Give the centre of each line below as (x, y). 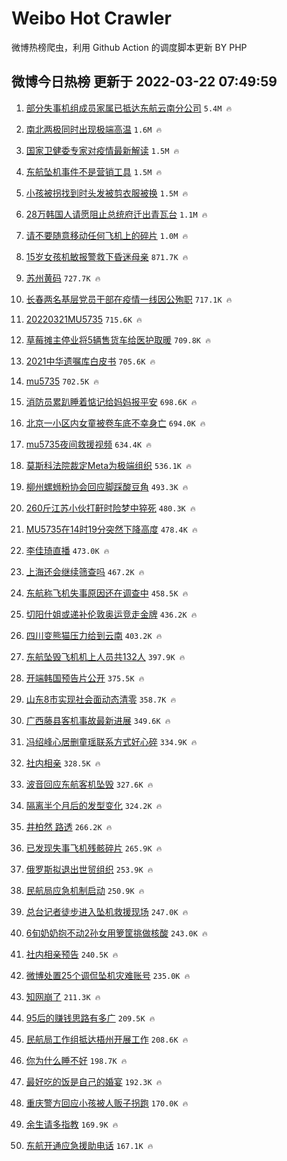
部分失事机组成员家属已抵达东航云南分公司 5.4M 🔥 (129, 108)
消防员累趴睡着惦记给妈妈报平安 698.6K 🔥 (111, 401)
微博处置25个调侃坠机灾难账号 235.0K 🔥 (108, 975)
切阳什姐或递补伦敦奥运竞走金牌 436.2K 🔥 (111, 614)
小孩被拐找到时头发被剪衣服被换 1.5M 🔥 (107, 193)
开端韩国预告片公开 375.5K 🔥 (85, 678)
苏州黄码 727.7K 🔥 (63, 278)
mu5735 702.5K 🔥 (62, 381)
